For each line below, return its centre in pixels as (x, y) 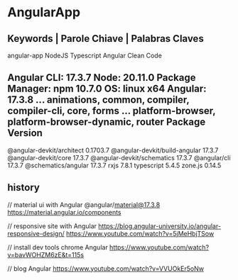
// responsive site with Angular (52, 226)
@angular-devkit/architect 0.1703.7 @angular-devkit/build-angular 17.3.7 (113, 150)
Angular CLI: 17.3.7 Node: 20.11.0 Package (102, 78)
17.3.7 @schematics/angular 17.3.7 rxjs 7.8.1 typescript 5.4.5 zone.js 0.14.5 (114, 165)
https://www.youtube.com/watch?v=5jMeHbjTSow (140, 233)
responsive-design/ (36, 233)
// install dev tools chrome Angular (58, 247)
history (24, 187)
